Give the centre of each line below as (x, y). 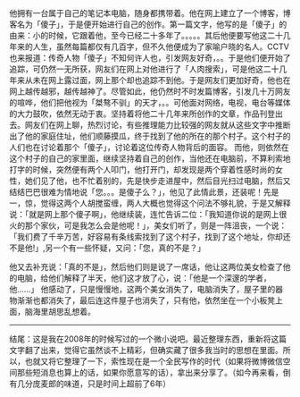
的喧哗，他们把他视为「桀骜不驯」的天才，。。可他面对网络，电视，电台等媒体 (150, 102)
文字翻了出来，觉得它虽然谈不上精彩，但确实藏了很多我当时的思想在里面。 (146, 350)
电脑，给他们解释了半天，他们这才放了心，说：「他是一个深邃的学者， (144, 278)
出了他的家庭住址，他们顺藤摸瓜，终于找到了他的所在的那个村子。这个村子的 (150, 136)
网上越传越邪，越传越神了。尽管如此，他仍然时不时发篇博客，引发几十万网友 (150, 91)
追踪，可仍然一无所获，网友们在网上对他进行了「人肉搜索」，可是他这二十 (144, 69)
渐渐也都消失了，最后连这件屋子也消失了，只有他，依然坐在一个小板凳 (146, 300)
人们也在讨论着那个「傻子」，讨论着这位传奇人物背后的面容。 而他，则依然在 (149, 147)
